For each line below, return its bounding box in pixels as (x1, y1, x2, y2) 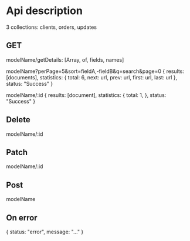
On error (6, 213, 38, 223)
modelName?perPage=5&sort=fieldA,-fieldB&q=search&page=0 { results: (6, 68, 185, 75)
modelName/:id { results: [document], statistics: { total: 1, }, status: (6, 91, 167, 98)
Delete (6, 115, 30, 125)
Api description (6, 4, 83, 18)
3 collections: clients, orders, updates (6, 24, 97, 31)
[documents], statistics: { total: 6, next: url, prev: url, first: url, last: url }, (6, 73, 178, 81)
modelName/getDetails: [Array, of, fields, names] (6, 56, 124, 63)
